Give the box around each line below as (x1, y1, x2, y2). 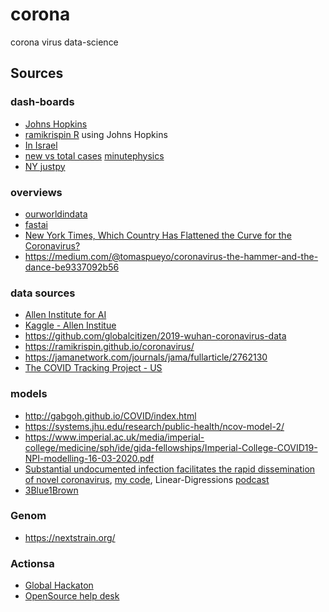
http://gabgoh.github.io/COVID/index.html (24, 409, 197, 422)
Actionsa (10, 556, 55, 570)
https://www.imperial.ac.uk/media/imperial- (24, 431, 205, 443)
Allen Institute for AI (24, 309, 107, 321)
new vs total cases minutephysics (24, 149, 165, 162)
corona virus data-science (10, 36, 119, 48)
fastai (24, 218, 48, 230)
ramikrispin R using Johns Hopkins (24, 128, 168, 140)
